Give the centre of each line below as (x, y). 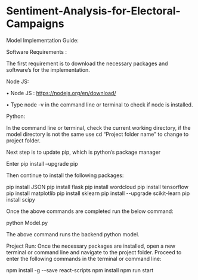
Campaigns (35, 24)
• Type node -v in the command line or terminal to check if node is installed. (100, 104)
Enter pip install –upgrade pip (42, 163)
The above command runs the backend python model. (73, 234)
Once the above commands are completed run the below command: (90, 211)
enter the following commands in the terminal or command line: (84, 258)
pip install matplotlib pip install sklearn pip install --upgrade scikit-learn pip (98, 193)
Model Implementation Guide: (42, 40)
